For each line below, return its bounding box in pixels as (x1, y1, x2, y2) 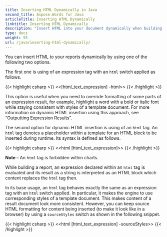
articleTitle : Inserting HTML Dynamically (5, 17, 95, 22)
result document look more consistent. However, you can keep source (5, 200, 149, 206)
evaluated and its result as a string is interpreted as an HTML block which (5, 169, 156, 175)
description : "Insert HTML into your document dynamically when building (5, 26, 162, 31)
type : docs (5, 31, 28, 36)
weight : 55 (5, 36, 28, 41)
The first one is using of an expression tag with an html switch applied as (5, 69, 156, 75)
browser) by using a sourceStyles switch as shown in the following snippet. (5, 211, 160, 217)
